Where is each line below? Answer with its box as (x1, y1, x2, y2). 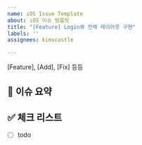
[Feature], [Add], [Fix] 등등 (7, 63, 84, 71)
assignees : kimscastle (7, 37, 74, 44)
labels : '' (7, 30, 39, 37)
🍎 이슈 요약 (7, 85, 53, 97)
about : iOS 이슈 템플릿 (7, 17, 70, 24)
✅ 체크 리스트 (7, 111, 63, 123)
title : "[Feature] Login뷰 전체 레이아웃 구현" (7, 23, 136, 30)
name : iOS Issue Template (7, 10, 83, 18)
